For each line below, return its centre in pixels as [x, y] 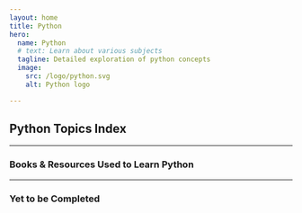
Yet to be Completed [55, 199]
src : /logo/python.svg [68, 76]
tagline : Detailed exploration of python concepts [114, 59]
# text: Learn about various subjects [90, 51]
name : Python [42, 43]
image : [30, 68]
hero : [19, 34]
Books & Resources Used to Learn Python [102, 164]
